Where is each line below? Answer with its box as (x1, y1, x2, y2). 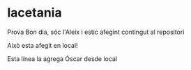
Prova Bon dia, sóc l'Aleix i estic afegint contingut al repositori (7, 28, 185, 36)
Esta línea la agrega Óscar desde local (7, 54, 117, 63)
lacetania (7, 5, 62, 21)
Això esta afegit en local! (7, 41, 78, 49)
